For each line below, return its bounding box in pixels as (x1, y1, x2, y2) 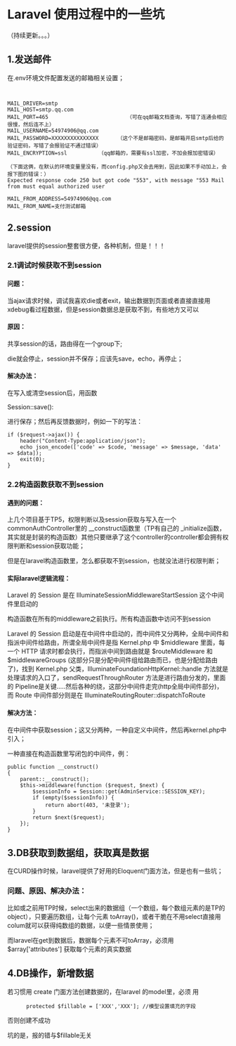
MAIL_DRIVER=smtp (7, 100, 58, 107)
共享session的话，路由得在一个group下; (7, 339, 123, 348)
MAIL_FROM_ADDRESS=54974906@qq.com (7, 195, 112, 202)
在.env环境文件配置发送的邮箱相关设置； (7, 73, 125, 82)
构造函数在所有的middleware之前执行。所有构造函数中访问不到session (7, 614, 211, 623)
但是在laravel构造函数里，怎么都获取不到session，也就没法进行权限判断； (7, 557, 221, 565)
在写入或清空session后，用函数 (7, 389, 98, 397)
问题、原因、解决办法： (7, 886, 86, 896)
